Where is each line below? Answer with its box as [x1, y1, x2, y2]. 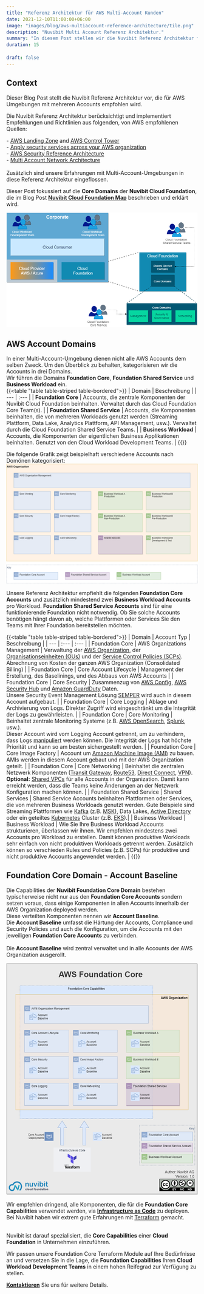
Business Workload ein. [6, 381, 67, 388]
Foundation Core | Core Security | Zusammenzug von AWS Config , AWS [6, 679, 187, 686]
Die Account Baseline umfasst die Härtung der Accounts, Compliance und [6, 919, 193, 926]
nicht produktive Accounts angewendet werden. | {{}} [6, 853, 141, 860]
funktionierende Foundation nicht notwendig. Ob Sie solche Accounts [6, 609, 180, 616]
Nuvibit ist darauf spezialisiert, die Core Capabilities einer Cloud [6, 1231, 168, 1239]
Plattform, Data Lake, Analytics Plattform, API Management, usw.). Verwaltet [6, 420, 197, 427]
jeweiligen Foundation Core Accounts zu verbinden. [6, 931, 138, 939]
